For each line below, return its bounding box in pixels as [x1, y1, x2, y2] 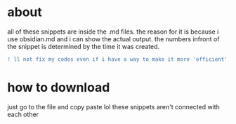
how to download [7, 80, 110, 95]
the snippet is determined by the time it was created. [7, 42, 160, 50]
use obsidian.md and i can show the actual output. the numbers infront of [7, 34, 220, 43]
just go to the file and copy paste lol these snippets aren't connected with [7, 102, 220, 111]
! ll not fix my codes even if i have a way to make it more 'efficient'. [7, 55, 231, 63]
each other [7, 110, 39, 118]
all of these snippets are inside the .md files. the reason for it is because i [7, 27, 219, 36]
